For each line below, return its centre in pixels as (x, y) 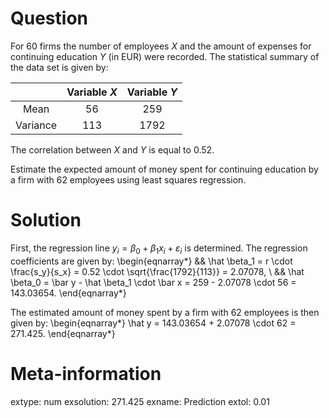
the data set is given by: (59, 67)
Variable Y (152, 92)
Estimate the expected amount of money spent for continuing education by (164, 169)
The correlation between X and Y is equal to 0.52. (112, 149)
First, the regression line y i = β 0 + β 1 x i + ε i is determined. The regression (159, 249)
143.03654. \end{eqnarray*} (68, 293)
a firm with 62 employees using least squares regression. (128, 179)
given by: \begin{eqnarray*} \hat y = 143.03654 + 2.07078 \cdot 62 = (153, 323)
